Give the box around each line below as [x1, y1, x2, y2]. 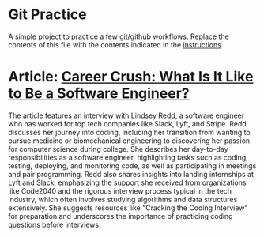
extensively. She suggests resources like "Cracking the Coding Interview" [8, 203, 248, 213]
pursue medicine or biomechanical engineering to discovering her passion [8, 136, 251, 145]
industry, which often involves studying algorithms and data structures [8, 194, 238, 204]
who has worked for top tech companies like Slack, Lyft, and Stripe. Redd [8, 118, 247, 128]
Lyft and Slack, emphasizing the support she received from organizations [8, 178, 247, 187]
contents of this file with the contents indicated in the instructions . [8, 39, 224, 49]
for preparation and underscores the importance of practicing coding [8, 211, 233, 220]
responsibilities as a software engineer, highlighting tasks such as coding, [8, 152, 249, 162]
